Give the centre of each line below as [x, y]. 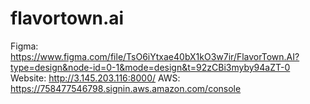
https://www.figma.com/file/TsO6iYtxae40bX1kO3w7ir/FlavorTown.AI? [155, 56]
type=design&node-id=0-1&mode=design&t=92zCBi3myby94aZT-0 [150, 67]
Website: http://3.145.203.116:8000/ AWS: [95, 78]
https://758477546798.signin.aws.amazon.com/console [126, 88]
